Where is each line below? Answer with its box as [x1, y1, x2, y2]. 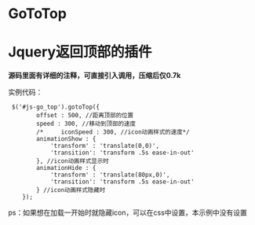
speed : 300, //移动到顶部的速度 [36, 120, 136, 128]
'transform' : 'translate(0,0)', [49, 142, 159, 150]
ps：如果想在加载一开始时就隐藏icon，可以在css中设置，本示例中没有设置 [8, 208, 247, 217]
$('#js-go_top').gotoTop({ [11, 103, 100, 111]
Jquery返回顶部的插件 [8, 43, 152, 61]
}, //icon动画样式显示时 [36, 157, 109, 165]
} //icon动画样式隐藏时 [36, 186, 106, 194]
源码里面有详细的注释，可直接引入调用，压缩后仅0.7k [8, 71, 181, 80]
